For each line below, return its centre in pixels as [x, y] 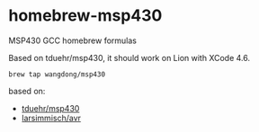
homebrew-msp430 [85, 16]
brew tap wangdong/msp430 [57, 74]
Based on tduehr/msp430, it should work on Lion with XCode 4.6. [129, 57]
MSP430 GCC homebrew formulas [72, 40]
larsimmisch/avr [51, 118]
